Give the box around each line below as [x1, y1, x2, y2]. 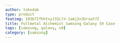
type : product [5, 12, 35, 17]
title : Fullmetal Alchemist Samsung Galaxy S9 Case [5, 21, 115, 26]
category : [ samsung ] [5, 30, 48, 35]
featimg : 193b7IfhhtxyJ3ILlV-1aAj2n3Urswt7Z [5, 16, 99, 21]
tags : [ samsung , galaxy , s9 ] [5, 26, 66, 31]
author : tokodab [5, 7, 39, 12]
